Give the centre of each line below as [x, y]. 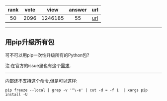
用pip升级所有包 [30, 42]
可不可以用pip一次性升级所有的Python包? [47, 55]
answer [78, 10]
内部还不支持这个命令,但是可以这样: [42, 81]
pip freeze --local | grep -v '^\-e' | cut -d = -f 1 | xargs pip [77, 90]
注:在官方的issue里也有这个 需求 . [38, 65]
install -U [16, 94]
